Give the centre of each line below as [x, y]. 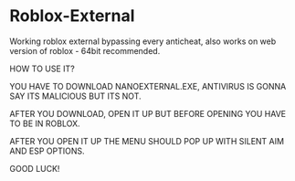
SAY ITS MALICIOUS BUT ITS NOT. [75, 96]
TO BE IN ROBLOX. [45, 123]
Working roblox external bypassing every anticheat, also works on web [143, 41]
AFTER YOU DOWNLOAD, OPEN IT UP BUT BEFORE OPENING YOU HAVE [148, 113]
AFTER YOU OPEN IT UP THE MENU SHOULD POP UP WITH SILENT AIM [147, 141]
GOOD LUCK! [35, 168]
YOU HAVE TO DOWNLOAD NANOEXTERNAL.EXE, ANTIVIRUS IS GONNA [148, 86]
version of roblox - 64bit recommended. [85, 50]
